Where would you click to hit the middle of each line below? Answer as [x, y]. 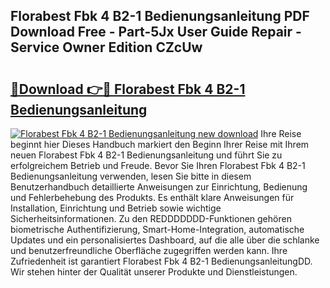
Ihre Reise [281, 133]
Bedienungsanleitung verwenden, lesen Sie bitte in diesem [131, 176]
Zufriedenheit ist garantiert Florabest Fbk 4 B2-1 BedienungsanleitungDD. [161, 261]
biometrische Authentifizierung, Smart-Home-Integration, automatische [157, 229]
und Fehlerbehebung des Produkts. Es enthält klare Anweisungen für [152, 197]
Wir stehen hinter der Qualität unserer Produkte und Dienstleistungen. [154, 272]
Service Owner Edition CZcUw [106, 47]
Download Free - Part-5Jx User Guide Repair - [156, 32]
